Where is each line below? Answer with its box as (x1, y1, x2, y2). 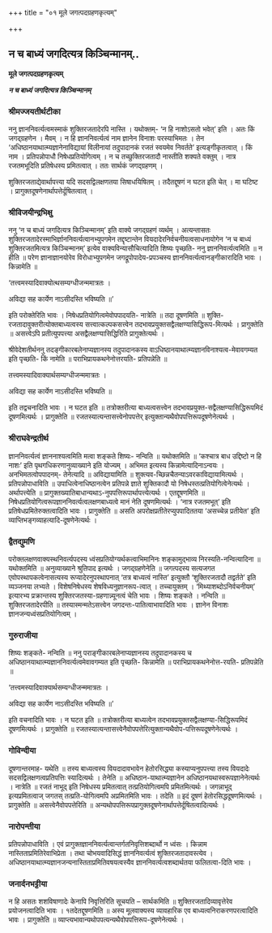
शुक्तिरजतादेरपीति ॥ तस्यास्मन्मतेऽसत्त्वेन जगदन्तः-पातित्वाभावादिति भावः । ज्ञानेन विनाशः (8, 600, 229, 609)
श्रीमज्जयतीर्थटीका (8, 105, 61, 117)
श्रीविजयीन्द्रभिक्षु (8, 207, 53, 218)
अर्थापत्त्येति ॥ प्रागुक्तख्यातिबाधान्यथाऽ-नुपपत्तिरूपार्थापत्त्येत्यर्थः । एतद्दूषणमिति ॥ (8, 488, 206, 497)
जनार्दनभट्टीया (8, 878, 48, 889)
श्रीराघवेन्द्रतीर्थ (8, 432, 49, 444)
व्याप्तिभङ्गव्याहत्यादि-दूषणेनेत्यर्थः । (8, 515, 97, 525)
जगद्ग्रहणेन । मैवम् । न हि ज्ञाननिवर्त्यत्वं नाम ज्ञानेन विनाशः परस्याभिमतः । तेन (8, 134, 205, 144)
